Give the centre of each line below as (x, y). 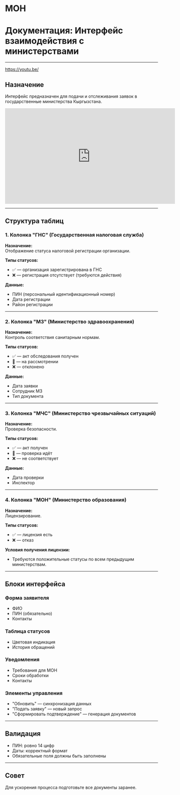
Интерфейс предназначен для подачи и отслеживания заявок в (71, 96)
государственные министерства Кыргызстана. (54, 101)
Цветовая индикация (34, 642)
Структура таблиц (34, 221)
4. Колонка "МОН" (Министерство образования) (66, 500)
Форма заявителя (27, 598)
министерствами (42, 51)
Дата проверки (28, 478)
